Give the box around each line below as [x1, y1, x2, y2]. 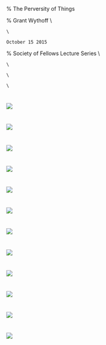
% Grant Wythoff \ [6, 17, 52, 24]
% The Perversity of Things [6, 5, 75, 12]
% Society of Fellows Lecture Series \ [6, 50, 100, 57]
